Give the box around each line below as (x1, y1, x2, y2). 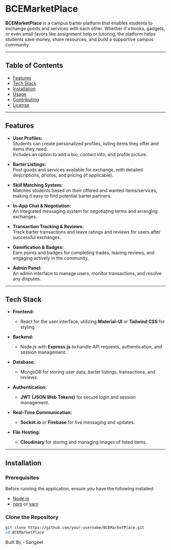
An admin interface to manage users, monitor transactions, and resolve (12, 270, 162, 276)
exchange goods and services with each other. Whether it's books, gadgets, (5, 25, 165, 31)
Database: (12, 359, 36, 365)
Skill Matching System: (12, 182, 63, 188)
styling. (20, 324, 36, 330)
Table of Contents (5, 61, 64, 70)
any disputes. (12, 276, 41, 282)
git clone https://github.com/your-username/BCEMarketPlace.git (5, 525, 145, 531)
